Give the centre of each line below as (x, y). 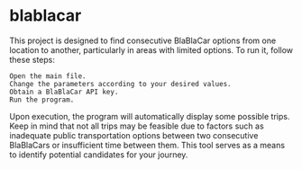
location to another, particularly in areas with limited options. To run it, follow (151, 49)
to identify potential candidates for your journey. (99, 155)
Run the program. (42, 100)
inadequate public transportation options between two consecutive (134, 135)
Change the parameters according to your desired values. (120, 84)
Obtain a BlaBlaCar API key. (64, 92)
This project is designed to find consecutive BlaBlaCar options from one (143, 40)
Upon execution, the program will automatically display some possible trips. (150, 116)
